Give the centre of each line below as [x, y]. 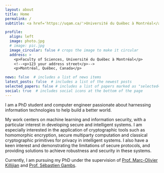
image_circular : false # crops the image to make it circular [74, 50]
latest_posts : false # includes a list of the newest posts [69, 82]
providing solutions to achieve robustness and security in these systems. [78, 151]
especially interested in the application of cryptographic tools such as [75, 130]
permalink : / [18, 19]
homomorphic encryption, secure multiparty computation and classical [76, 135]
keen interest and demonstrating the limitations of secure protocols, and [78, 145]
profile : [14, 32]
